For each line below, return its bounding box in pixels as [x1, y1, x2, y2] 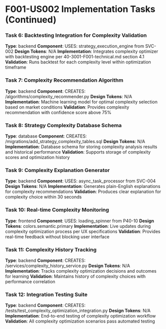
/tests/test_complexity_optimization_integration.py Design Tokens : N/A [5, 308, 151, 314]
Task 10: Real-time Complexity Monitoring [5, 206, 109, 213]
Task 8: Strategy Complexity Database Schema [5, 122, 122, 129]
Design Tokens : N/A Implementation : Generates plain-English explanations [5, 183, 161, 189]
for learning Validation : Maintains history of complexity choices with [5, 273, 146, 279]
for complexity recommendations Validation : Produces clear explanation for [5, 188, 161, 195]
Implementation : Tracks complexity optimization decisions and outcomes [5, 268, 157, 274]
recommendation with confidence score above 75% [5, 109, 112, 115]
